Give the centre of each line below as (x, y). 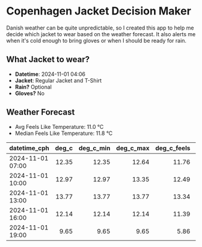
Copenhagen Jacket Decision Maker (99, 11)
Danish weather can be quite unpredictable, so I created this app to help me (100, 28)
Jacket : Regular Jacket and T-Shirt (58, 80)
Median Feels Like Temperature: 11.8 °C (64, 133)
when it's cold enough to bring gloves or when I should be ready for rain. (96, 40)
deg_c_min (94, 148)
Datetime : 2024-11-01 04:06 (50, 74)
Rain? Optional (33, 87)
